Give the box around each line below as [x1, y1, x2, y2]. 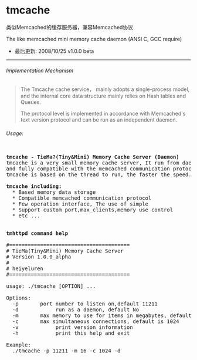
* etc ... [12, 213, 40, 219]
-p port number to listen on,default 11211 [12, 301, 158, 307]
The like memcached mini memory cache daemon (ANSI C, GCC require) [6, 35, 182, 42]
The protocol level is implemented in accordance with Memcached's [20, 110, 186, 117]
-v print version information [12, 324, 133, 331]
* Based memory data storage [12, 189, 96, 196]
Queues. [20, 99, 41, 106]
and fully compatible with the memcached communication [6, 166, 170, 172]
